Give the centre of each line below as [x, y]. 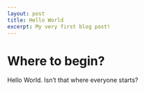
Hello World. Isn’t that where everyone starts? [73, 80]
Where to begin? [56, 61]
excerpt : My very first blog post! [59, 26]
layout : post [26, 14]
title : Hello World [36, 20]
